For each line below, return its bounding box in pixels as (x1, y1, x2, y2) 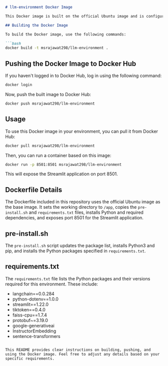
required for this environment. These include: (5, 281, 98, 287)
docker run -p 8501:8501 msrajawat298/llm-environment (5, 162, 122, 167)
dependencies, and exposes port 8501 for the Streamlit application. (5, 215, 144, 221)
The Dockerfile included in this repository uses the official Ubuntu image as (5, 199, 160, 205)
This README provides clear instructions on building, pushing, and (5, 347, 151, 352)
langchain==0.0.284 (12, 290, 55, 296)
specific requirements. (5, 356, 55, 361)
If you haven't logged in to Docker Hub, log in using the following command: (5, 73, 162, 79)
